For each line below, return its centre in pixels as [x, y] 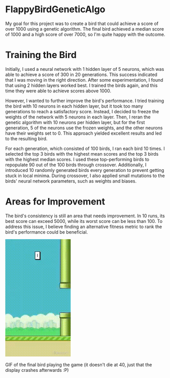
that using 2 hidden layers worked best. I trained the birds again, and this [81, 85]
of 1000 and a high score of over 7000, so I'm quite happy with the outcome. [85, 34]
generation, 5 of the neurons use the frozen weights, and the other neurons [84, 128]
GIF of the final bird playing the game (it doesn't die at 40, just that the [79, 364]
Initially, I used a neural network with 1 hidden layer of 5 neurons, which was [85, 69]
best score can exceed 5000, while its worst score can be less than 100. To [84, 221]
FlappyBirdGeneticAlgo [55, 9]
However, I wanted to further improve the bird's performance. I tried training [85, 100]
